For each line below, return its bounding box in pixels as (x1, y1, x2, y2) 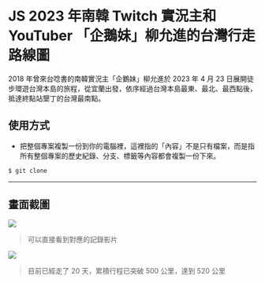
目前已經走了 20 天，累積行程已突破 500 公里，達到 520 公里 (27, 266, 226, 276)
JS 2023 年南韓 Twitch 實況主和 (8, 7, 217, 25)
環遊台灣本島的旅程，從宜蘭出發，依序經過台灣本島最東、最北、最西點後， (14, 83, 257, 93)
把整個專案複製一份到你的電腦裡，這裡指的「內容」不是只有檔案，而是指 (19, 141, 255, 150)
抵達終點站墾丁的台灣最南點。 (8, 94, 105, 103)
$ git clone (8, 167, 47, 175)
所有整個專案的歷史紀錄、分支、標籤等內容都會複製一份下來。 (19, 151, 221, 160)
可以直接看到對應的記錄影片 (27, 235, 118, 244)
